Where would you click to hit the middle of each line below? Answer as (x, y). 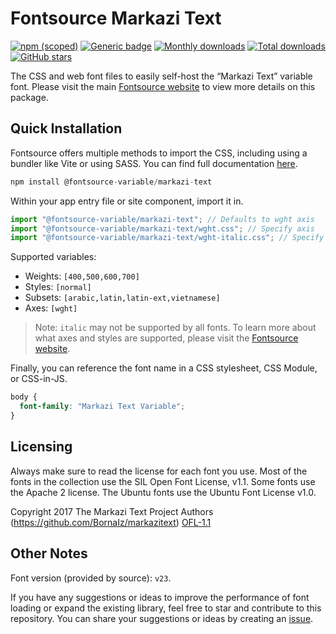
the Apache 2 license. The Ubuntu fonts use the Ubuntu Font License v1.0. (163, 492)
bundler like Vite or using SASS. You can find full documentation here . (154, 163)
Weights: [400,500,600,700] (82, 276)
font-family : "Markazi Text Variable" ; (102, 407)
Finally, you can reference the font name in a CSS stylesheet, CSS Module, (164, 368)
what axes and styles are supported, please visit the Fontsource (166, 338)
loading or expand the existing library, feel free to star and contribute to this (166, 608)
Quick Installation (66, 128)
